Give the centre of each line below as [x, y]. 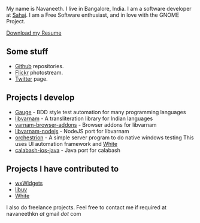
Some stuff [27, 52]
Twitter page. [31, 79]
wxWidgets [29, 183]
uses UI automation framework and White [66, 143]
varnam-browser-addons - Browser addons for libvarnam [86, 124]
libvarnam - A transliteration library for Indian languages [84, 118]
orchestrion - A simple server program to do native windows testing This [104, 138]
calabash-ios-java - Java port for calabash [68, 150]
